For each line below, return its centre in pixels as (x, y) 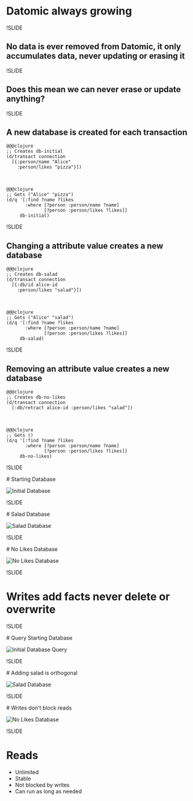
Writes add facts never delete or (88, 597)
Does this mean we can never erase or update (94, 89)
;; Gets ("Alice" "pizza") (40, 195)
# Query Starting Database (39, 638)
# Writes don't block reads (39, 708)
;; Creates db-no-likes (36, 397)
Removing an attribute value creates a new (88, 369)
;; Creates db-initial (35, 152)
